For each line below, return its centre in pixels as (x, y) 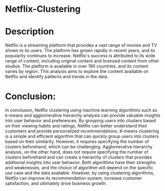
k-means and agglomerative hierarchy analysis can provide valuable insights (83, 115)
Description (30, 32)
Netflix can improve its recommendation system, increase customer (74, 178)
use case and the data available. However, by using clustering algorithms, (80, 173)
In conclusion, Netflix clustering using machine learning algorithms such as (81, 110)
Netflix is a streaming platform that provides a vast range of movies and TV (81, 45)
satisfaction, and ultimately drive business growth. (56, 184)
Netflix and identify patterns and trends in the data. (57, 77)
